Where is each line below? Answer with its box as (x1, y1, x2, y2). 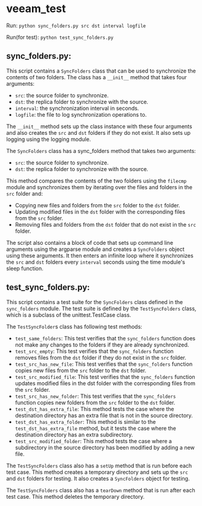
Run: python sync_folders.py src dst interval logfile (6, 22, 146, 29)
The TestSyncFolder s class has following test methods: (6, 323, 143, 330)
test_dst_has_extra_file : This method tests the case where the (14, 405, 174, 412)
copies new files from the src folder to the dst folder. (14, 366, 147, 374)
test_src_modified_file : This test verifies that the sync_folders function (14, 373, 195, 380)
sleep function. (6, 265, 44, 272)
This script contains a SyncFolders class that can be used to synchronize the (6, 67, 196, 74)
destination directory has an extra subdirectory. (14, 431, 133, 438)
